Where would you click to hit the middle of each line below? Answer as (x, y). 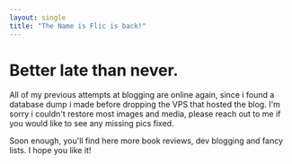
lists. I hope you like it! (50, 151)
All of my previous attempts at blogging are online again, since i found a (142, 95)
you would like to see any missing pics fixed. (92, 124)
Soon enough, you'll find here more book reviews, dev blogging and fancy (146, 141)
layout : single (38, 17)
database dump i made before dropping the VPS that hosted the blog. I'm (145, 105)
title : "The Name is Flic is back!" (78, 26)
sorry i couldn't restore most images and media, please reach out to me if (145, 114)
